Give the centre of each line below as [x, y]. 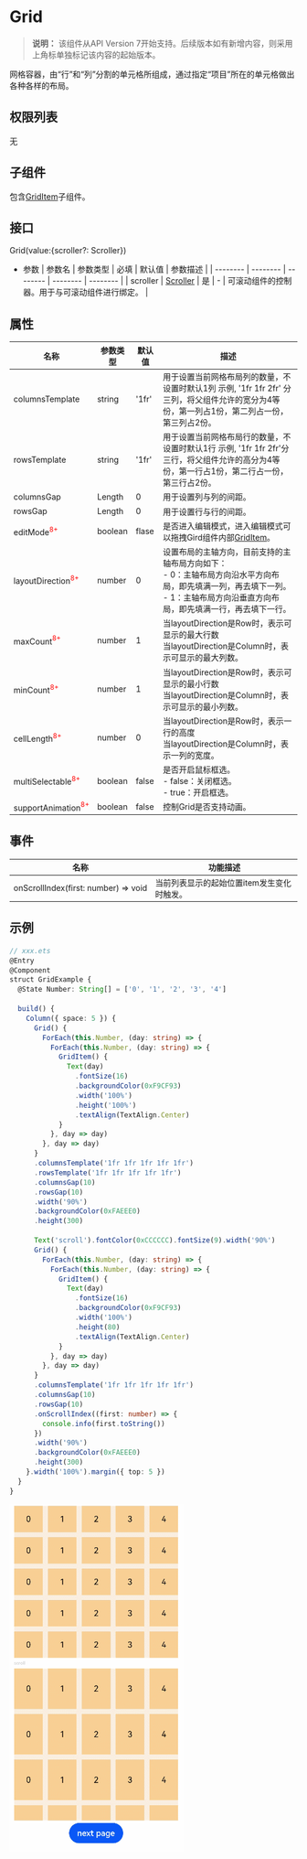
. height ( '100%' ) [106, 1105]
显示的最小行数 [191, 683]
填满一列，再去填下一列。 [243, 586]
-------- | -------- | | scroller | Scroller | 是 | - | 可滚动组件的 [164, 281]
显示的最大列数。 [211, 658]
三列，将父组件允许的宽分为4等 [222, 399]
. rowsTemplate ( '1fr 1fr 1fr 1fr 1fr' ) [107, 1173]
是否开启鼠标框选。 [199, 769]
